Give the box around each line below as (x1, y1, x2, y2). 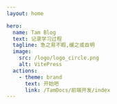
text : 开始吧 (24, 80, 59, 87)
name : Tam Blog (12, 29, 56, 36)
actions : (12, 67, 38, 74)
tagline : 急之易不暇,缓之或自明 (12, 42, 95, 49)
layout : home (6, 10, 44, 17)
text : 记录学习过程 (12, 35, 63, 42)
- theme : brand (19, 74, 63, 81)
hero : (6, 22, 22, 30)
